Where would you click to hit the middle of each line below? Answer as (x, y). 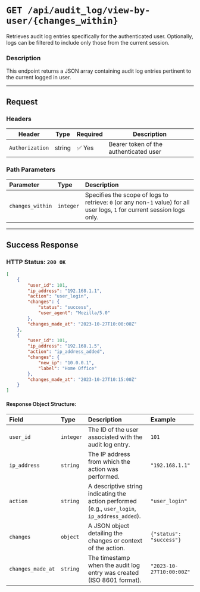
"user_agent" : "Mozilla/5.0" (74, 313)
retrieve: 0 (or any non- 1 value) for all (137, 203)
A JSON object (109, 526)
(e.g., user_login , (112, 509)
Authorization (29, 148)
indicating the (107, 494)
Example (163, 420)
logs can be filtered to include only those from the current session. (88, 42)
